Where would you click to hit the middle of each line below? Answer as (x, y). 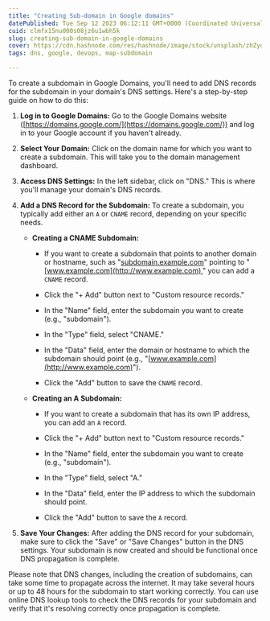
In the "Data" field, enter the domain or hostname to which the (147, 350)
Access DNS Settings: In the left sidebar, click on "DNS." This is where (137, 181)
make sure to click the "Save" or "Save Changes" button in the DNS (131, 541)
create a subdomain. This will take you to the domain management (130, 157)
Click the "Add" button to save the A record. (116, 517)
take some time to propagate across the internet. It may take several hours (131, 583)
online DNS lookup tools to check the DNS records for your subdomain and (133, 600)
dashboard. (39, 165)
